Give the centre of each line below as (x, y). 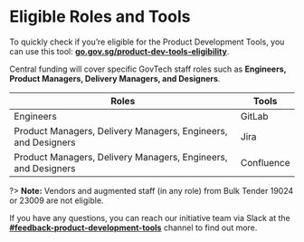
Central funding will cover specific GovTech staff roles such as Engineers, (148, 69)
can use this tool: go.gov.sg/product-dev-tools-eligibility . (119, 51)
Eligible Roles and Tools (100, 17)
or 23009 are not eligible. (57, 200)
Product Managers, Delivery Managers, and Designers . (115, 78)
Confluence (265, 162)
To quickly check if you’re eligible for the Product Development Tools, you (147, 42)
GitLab (254, 116)
